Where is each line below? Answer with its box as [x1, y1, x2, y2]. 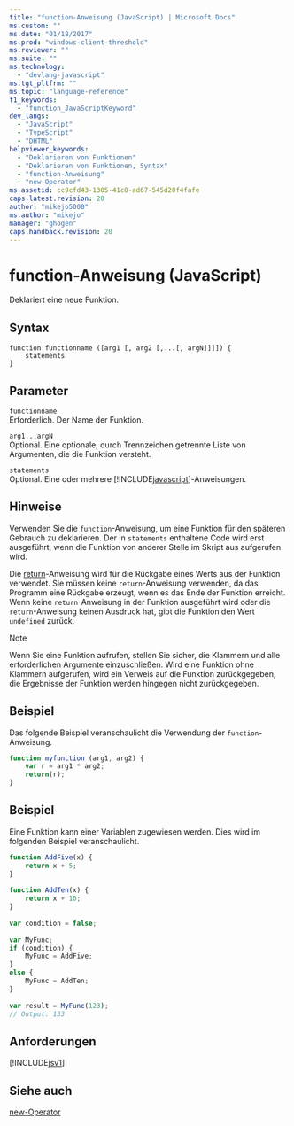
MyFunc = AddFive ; [25, 951, 93, 961]
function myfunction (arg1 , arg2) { [9, 754, 144, 763]
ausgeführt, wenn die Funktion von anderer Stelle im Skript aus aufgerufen [9, 541, 282, 552]
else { [9, 968, 34, 977]
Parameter [9, 383, 69, 399]
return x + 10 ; [25, 894, 81, 904]
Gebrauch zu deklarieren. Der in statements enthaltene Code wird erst [9, 532, 265, 543]
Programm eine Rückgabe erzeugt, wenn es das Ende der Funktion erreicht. [9, 586, 286, 598]
